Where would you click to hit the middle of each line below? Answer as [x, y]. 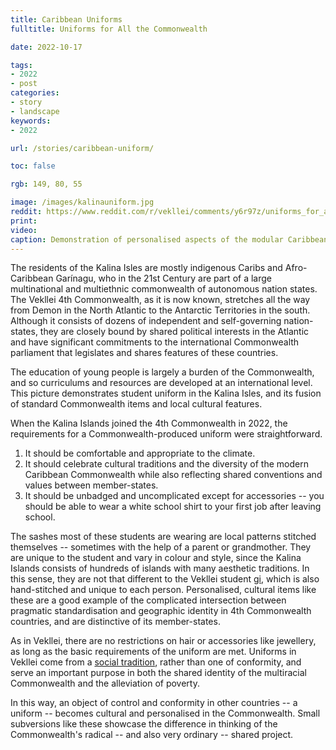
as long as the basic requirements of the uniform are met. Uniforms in [153, 652]
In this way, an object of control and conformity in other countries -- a [154, 703]
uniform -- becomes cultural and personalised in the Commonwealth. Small [165, 713]
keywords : [31, 121]
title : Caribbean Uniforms [66, 19]
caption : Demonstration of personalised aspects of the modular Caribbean [169, 239]
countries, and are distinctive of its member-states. [115, 622]
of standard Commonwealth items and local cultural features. [136, 404]
